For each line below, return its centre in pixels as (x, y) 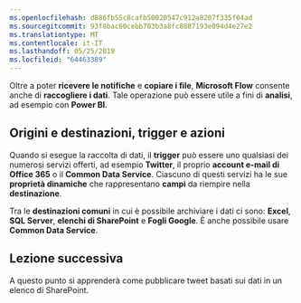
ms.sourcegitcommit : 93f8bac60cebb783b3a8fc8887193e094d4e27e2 (131, 26)
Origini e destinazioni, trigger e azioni (118, 133)
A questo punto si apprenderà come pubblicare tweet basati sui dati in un (146, 280)
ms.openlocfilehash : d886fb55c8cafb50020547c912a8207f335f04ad (131, 18)
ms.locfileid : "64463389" (58, 60)
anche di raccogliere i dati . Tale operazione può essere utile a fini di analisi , (151, 95)
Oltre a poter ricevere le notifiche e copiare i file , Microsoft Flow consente (150, 85)
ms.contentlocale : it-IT (56, 43)
